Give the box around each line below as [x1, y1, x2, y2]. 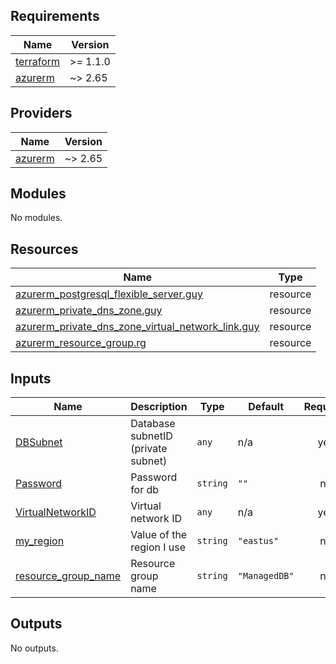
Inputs [10, 370, 52, 387]
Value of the [130, 528, 188, 542]
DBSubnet [15, 435, 63, 449]
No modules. [10, 212, 63, 224]
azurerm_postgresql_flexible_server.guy [15, 287, 204, 301]
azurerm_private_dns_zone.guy [15, 304, 163, 318]
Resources [10, 240, 79, 258]
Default [248, 400, 285, 414]
